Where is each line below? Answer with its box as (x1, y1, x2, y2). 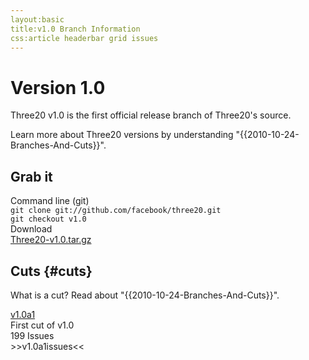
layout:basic (10, 14, 65, 25)
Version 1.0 (10, 76, 106, 99)
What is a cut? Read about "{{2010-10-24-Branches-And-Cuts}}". (10, 289, 280, 301)
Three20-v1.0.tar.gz (10, 234, 92, 246)
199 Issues (10, 329, 55, 341)
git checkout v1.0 (10, 214, 87, 225)
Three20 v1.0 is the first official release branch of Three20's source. (10, 109, 292, 121)
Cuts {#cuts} (10, 262, 93, 280)
